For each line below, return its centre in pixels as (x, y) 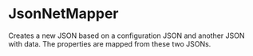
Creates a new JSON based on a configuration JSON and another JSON (126, 35)
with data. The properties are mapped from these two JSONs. (110, 43)
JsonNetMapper (63, 14)
